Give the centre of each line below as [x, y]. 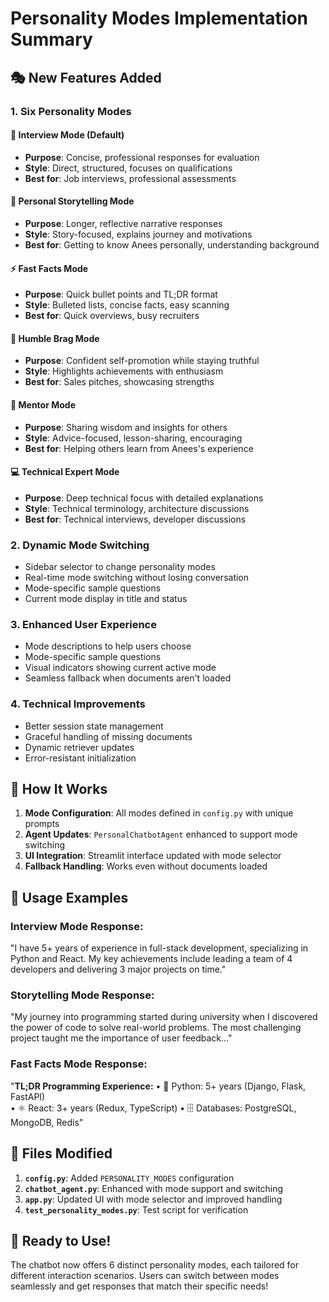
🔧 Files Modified [61, 1153]
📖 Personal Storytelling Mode [72, 201]
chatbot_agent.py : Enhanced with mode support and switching [154, 1188]
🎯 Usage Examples [69, 897]
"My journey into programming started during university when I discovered [164, 1017]
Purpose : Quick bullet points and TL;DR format [121, 294]
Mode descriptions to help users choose [108, 646]
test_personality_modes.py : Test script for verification [136, 1209]
